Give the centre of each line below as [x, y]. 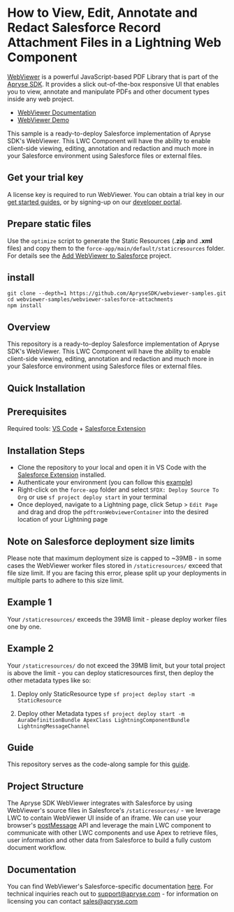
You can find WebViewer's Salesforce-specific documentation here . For [110, 887]
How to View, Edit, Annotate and [102, 13]
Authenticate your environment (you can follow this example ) [105, 483]
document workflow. [37, 848]
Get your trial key [45, 178]
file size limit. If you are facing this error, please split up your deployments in [117, 573]
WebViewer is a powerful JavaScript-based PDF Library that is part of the [113, 76]
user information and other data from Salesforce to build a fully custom [109, 840]
